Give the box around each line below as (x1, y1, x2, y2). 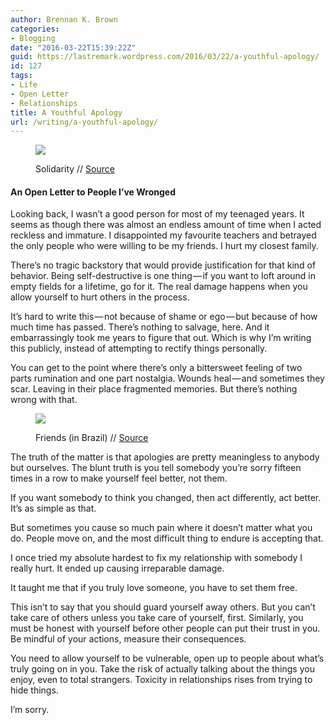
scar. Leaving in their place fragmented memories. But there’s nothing (10, 383, 298, 395)
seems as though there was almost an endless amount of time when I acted (10, 219, 322, 231)
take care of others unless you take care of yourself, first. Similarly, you (10, 612, 304, 624)
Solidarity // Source (35, 163, 115, 175)
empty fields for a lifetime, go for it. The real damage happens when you (10, 281, 308, 293)
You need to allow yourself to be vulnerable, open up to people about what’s (10, 652, 325, 665)
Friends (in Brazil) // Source (35, 432, 149, 444)
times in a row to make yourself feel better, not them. (10, 472, 228, 485)
